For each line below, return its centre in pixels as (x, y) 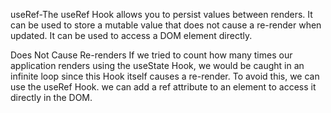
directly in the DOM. (51, 97)
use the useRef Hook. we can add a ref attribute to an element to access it (163, 87)
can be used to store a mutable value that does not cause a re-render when (166, 25)
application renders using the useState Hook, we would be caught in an (157, 65)
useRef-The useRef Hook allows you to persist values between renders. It (161, 14)
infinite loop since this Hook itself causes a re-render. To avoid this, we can (165, 76)
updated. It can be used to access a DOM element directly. (131, 35)
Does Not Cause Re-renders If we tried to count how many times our (151, 55)
